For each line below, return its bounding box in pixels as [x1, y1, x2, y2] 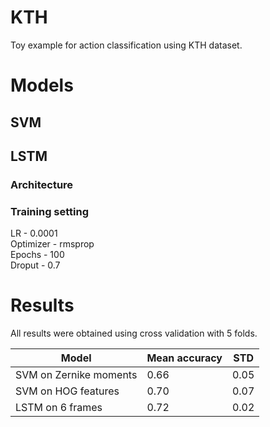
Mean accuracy [146, 351, 223, 365]
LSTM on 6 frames [15, 401, 103, 415]
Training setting [10, 204, 90, 218]
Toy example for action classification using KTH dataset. [10, 39, 243, 51]
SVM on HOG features [15, 384, 120, 398]
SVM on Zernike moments [15, 368, 138, 382]
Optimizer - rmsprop [10, 238, 95, 250]
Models [10, 74, 74, 97]
